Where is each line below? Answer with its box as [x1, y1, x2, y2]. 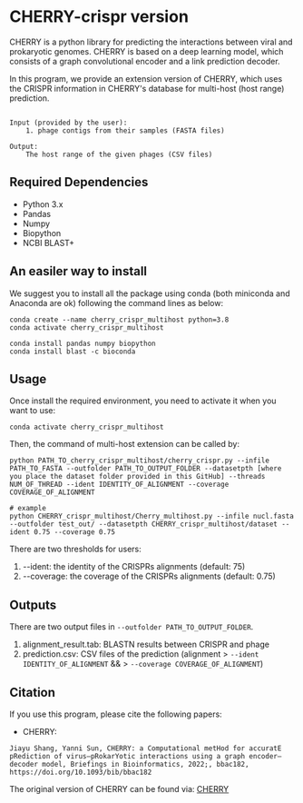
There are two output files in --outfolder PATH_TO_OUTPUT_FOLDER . [9, 621, 254, 632]
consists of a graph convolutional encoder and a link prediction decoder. [9, 55, 280, 66]
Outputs [9, 597, 57, 612]
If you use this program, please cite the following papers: [9, 709, 222, 719]
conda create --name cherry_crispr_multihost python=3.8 [9, 315, 230, 324]
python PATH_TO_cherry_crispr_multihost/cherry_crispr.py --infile [9, 456, 270, 465]
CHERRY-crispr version [9, 6, 189, 27]
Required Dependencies [9, 174, 149, 190]
